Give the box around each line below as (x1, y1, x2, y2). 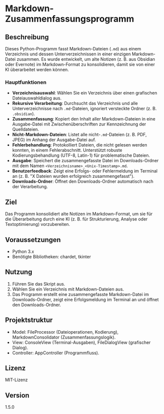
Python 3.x (12, 248, 34, 254)
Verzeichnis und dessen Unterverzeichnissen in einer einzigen (5, 51, 131, 57)
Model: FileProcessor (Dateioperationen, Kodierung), (12, 329, 119, 335)
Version (5, 391, 29, 399)
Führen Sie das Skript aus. (12, 281, 65, 287)
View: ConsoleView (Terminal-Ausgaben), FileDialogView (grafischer (12, 339, 151, 345)
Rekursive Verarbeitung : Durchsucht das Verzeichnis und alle (12, 100, 138, 106)
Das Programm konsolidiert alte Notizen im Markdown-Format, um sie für (5, 211, 153, 217)
